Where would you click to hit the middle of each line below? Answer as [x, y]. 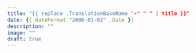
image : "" [21, 33]
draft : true [24, 39]
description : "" [30, 26]
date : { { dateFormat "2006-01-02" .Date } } [71, 20]
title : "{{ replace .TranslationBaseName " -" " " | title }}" [98, 13]
